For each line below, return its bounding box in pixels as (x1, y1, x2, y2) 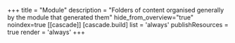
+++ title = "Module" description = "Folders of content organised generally (7, 6, 224, 14)
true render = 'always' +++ (7, 28, 86, 36)
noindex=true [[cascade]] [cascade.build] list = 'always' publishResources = (7, 21, 229, 28)
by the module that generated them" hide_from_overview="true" (7, 13, 193, 21)
